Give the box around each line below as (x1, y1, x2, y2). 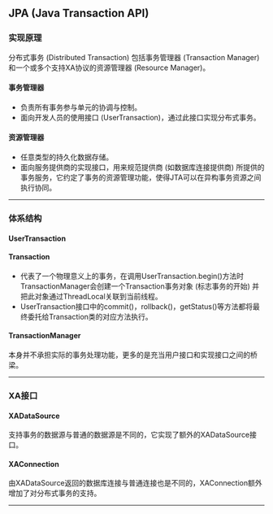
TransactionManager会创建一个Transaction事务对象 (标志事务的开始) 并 (19, 281, 260, 291)
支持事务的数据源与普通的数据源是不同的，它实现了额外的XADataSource (8, 430, 250, 440)
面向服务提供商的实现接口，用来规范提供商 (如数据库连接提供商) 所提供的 (19, 163, 265, 172)
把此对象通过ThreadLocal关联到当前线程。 (19, 291, 162, 301)
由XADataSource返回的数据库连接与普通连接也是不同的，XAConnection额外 (8, 478, 262, 488)
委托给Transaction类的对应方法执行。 (27, 311, 153, 321)
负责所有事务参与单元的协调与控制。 (19, 102, 142, 112)
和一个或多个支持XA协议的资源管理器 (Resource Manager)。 (8, 63, 210, 72)
